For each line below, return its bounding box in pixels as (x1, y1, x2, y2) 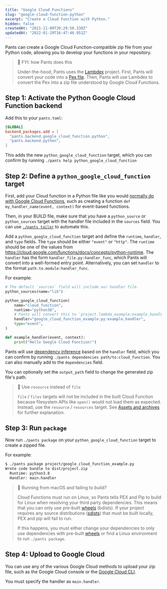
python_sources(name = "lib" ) (5, 289, 64, 294)
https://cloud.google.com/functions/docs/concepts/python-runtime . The (5, 249, 154, 255)
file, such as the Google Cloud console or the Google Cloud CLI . (5, 569, 136, 575)
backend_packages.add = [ (5, 129, 59, 134)
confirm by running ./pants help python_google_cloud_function (5, 158, 137, 164)
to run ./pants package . (17, 536, 66, 542)
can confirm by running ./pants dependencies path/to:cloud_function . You (5, 354, 161, 360)
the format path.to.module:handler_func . (5, 265, 89, 271)
